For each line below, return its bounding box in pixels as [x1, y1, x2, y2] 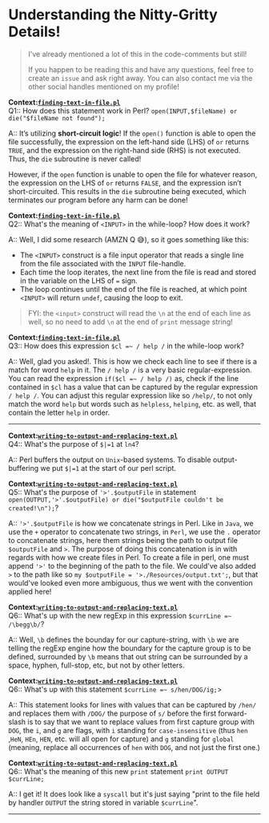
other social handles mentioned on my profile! [27, 82, 180, 91]
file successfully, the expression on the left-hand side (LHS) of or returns [8, 136, 250, 146]
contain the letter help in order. [8, 407, 110, 417]
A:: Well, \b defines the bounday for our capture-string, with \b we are [8, 634, 239, 644]
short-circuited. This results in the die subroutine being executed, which [8, 186, 247, 196]
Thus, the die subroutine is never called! [8, 154, 142, 164]
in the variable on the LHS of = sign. [19, 275, 138, 286]
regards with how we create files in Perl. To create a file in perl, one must [8, 552, 250, 562]
